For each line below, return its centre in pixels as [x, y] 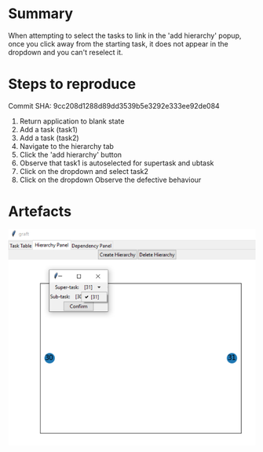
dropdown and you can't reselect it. [66, 52]
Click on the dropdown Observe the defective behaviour [110, 180]
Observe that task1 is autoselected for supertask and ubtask [117, 163]
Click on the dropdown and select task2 [84, 171]
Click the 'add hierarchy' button [71, 154]
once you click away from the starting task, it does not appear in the [119, 43]
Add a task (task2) [49, 138]
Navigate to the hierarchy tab [66, 146]
